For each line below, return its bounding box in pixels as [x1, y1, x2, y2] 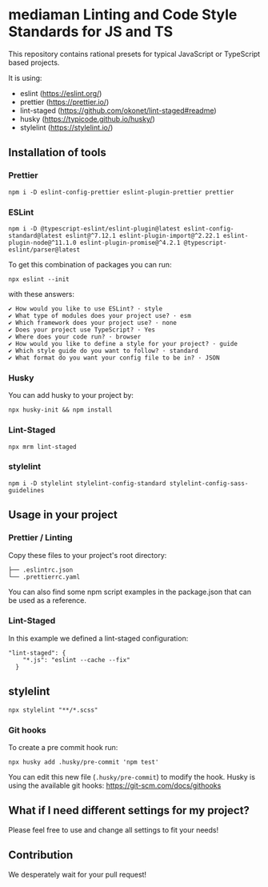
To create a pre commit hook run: [8, 742, 118, 752]
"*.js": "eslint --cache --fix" [22, 656, 130, 664]
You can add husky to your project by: [8, 391, 134, 400]
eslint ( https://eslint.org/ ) [19, 88, 102, 98]
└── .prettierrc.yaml [8, 572, 81, 581]
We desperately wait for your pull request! [8, 869, 146, 879]
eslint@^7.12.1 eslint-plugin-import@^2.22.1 [65, 231, 220, 239]
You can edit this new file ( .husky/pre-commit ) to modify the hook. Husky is [8, 772, 256, 781]
